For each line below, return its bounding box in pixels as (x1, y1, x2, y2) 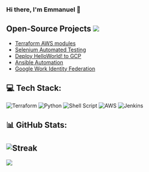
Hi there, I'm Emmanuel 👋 (6, 5, 81, 14)
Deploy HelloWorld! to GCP (14, 52, 82, 59)
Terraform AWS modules (14, 39, 76, 47)
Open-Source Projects (6, 24, 92, 34)
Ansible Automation (14, 59, 64, 66)
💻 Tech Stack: (6, 83, 62, 93)
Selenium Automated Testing (14, 46, 86, 53)
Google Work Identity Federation (14, 65, 96, 72)
